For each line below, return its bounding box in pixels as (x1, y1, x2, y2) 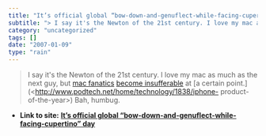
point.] (226, 78, 248, 88)
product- (220, 87, 249, 96)
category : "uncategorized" (8, 26, 97, 34)
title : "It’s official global (8, 11, 108, 20)
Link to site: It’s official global (19, 111, 119, 119)
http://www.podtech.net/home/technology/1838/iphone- (35, 87, 219, 96)
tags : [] (8, 33, 37, 42)
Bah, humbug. (74, 96, 120, 104)
